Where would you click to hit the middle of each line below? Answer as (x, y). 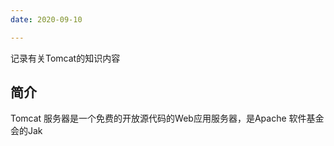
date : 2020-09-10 (46, 19)
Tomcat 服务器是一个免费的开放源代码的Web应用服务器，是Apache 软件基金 (167, 118)
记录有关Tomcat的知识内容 (65, 58)
